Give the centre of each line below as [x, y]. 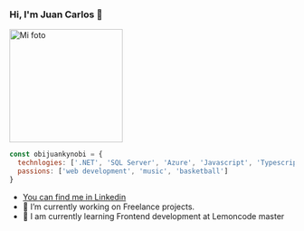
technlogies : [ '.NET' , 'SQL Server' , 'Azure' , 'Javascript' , [135, 163]
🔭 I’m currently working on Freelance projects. [109, 207]
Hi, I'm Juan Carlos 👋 [56, 14]
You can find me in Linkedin [74, 197]
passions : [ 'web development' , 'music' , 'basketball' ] [123, 171]
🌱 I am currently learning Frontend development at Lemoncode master [153, 216]
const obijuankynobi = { [56, 154]
